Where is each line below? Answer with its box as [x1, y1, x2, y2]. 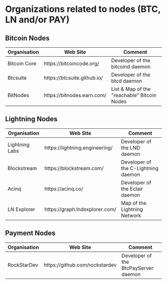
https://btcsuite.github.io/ [44, 75, 103, 81]
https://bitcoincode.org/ [44, 60, 99, 67]
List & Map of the [111, 86, 151, 93]
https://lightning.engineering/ [44, 144, 113, 151]
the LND [121, 144, 140, 151]
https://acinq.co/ [44, 185, 83, 192]
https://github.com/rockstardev [44, 261, 117, 268]
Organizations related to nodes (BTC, [5, 3, 161, 15]
